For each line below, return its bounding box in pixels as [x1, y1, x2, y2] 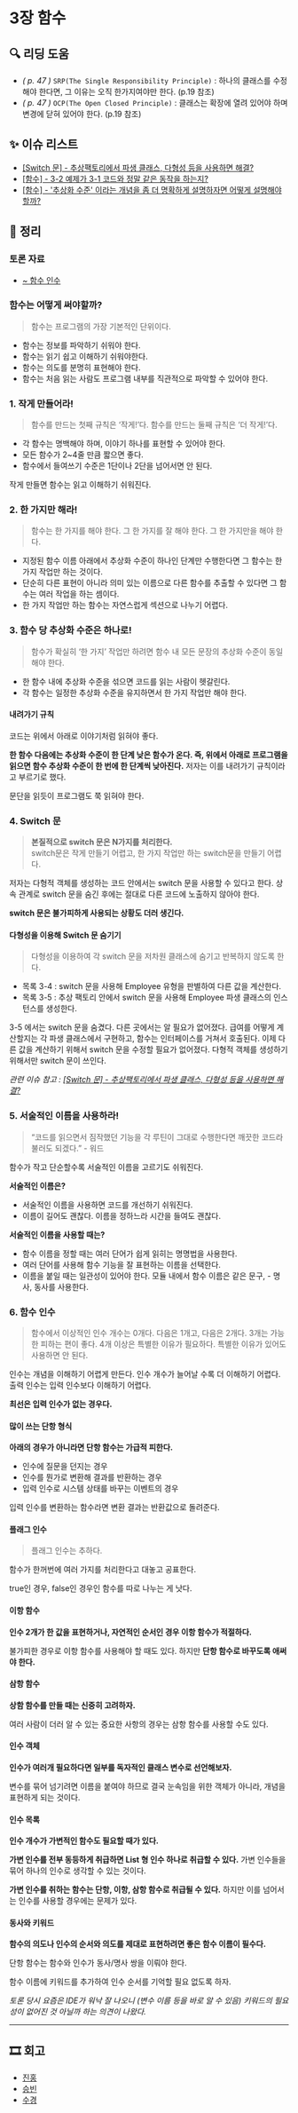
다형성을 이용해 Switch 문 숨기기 [9, 930, 122, 940]
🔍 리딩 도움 [9, 46, 69, 61]
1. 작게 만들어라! [9, 397, 74, 409]
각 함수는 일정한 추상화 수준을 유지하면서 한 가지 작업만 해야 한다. [21, 687, 247, 698]
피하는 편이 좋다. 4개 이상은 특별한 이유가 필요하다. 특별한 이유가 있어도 [40, 1338, 286, 1349]
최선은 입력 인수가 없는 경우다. [9, 1398, 113, 1409]
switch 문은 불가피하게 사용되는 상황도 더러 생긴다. [9, 907, 184, 919]
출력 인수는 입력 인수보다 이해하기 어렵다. [9, 1380, 152, 1390]
